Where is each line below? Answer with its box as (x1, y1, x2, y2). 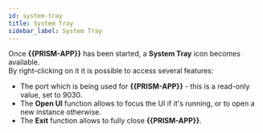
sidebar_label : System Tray (8, 27, 103, 35)
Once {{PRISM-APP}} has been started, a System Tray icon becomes (8, 49, 241, 59)
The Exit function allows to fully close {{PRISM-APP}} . (19, 116, 203, 126)
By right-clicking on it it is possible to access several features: (8, 66, 214, 76)
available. (8, 57, 40, 67)
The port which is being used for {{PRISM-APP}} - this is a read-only (19, 81, 250, 91)
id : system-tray (8, 11, 63, 20)
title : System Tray (8, 19, 74, 27)
